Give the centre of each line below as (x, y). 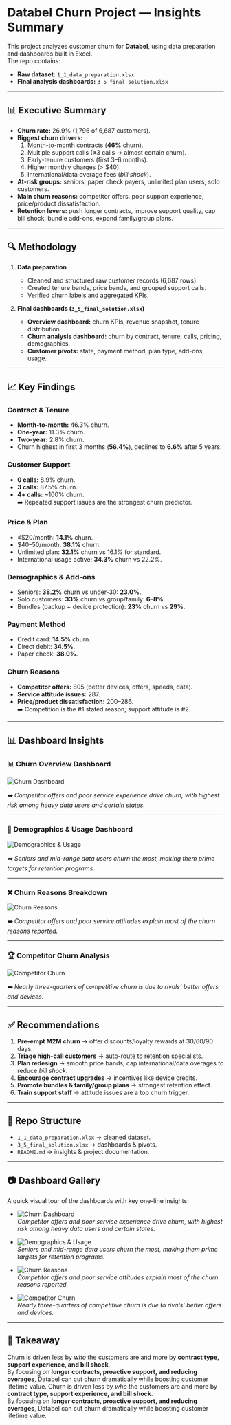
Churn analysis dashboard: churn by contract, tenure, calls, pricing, (124, 336)
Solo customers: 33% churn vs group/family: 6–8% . (91, 599)
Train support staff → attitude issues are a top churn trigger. (103, 1093)
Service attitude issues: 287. (59, 694)
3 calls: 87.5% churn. (47, 487)
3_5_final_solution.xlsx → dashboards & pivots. (87, 1144)
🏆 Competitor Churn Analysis (58, 955)
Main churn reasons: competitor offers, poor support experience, (110, 196)
